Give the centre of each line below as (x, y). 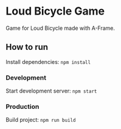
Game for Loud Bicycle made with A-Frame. (60, 28)
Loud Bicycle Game (55, 11)
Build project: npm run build (41, 120)
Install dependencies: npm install (48, 61)
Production (22, 106)
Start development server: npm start (51, 91)
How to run (27, 47)
